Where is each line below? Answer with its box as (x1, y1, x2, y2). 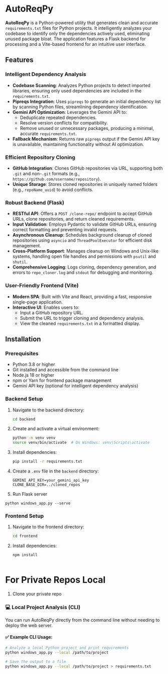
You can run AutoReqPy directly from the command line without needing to (5, 617, 160, 623)
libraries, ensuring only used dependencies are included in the (12, 88, 142, 94)
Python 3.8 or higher (12, 361, 55, 368)
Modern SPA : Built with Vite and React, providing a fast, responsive (12, 293, 152, 300)
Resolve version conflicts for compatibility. (20, 119, 108, 126)
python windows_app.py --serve (5, 501, 71, 506)
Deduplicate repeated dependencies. (20, 114, 97, 120)
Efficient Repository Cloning (5, 154, 76, 161)
